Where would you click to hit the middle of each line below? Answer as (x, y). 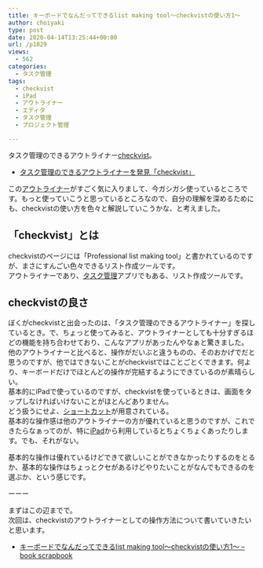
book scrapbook (46, 555)
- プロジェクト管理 (42, 125)
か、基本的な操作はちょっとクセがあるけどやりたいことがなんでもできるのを (131, 467)
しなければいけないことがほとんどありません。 (97, 401)
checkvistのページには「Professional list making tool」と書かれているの (124, 255)
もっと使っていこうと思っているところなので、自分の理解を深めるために (137, 198)
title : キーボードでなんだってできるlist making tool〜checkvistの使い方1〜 (124, 15)
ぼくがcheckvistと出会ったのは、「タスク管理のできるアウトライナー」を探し (132, 323)
